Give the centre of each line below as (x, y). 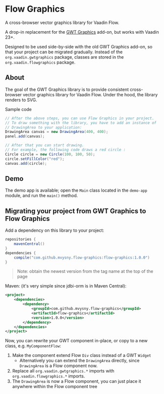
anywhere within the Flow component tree (55, 387)
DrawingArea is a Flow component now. (59, 366)
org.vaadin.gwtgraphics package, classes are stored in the (64, 57)
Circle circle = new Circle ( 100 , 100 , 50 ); (50, 154)
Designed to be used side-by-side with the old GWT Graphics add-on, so (79, 46)
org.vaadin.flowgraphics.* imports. (48, 376)
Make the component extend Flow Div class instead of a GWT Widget (82, 355)
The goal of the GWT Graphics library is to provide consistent (67, 89)
